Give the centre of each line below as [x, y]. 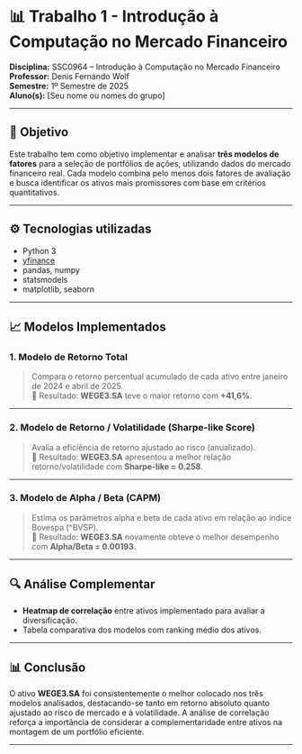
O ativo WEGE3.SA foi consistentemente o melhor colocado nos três [136, 694]
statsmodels [45, 279]
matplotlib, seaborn [58, 289]
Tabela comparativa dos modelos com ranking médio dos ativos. [142, 630]
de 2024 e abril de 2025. [77, 386]
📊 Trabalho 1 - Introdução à [114, 17]
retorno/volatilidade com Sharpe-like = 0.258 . [117, 466]
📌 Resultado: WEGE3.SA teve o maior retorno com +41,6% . [142, 395]
